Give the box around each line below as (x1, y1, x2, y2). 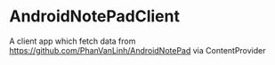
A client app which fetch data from (9, 36, 136, 46)
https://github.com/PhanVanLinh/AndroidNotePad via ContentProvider (9, 45, 266, 55)
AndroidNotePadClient (9, 6, 181, 27)
